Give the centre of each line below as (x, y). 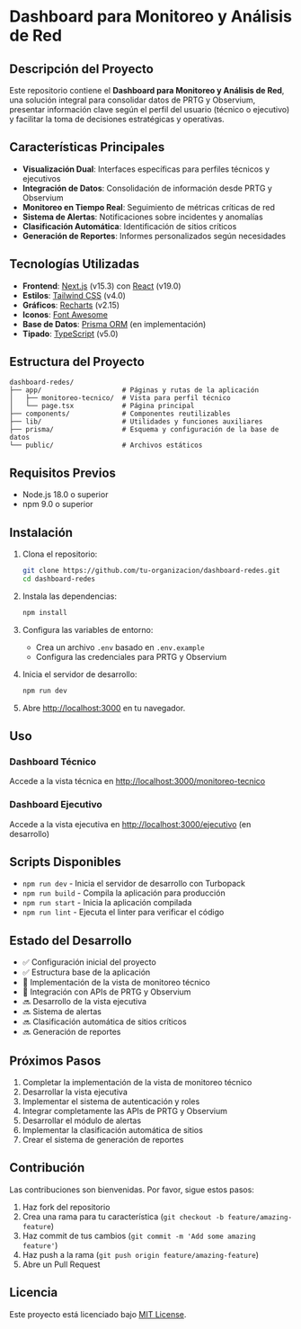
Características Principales (87, 147)
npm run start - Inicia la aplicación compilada (107, 903)
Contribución (47, 1168)
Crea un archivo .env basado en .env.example (120, 647)
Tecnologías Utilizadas (75, 264)
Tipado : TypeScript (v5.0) (70, 334)
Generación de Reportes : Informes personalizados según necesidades (154, 236)
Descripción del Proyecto (82, 69)
